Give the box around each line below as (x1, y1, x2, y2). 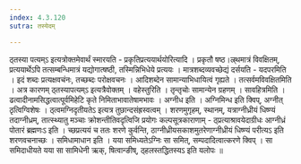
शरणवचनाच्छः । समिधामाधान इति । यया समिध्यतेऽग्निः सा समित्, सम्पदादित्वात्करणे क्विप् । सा (9, 134, 273, 145)
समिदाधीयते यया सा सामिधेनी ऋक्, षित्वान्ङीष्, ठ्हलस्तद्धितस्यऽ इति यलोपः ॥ (9, 144, 224, 155)
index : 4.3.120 (9, 13, 66, 22)
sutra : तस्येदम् (9, 22, 56, 30)
